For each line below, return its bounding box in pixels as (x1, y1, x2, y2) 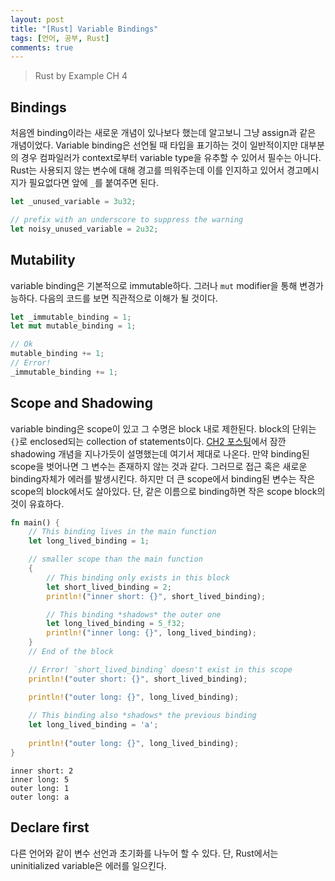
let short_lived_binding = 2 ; (46, 582, 172, 592)
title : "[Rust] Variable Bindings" (10, 24, 159, 34)
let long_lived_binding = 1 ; (28, 536, 150, 546)
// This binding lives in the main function (28, 527, 217, 537)
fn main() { (10, 517, 60, 528)
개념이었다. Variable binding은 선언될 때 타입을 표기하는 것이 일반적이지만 (10, 139, 299, 151)
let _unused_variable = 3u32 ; (10, 197, 137, 207)
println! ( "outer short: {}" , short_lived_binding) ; (28, 674, 248, 684)
